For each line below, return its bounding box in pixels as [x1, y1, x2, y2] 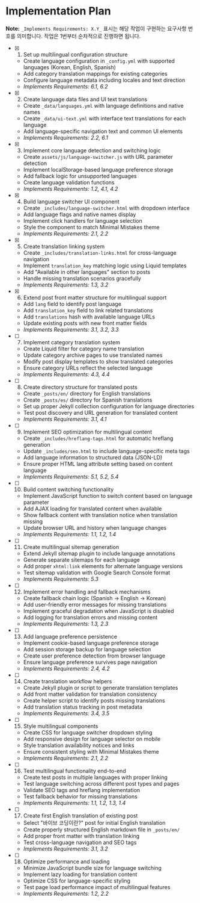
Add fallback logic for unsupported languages [23, 172, 137, 179]
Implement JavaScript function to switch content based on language [23, 492, 193, 499]
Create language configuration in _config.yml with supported [23, 57, 175, 64]
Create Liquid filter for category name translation [23, 345, 145, 352]
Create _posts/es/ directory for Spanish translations [23, 396, 153, 403]
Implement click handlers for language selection [23, 217, 142, 224]
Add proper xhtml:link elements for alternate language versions [23, 562, 183, 569]
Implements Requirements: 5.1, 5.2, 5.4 [23, 473, 119, 480]
